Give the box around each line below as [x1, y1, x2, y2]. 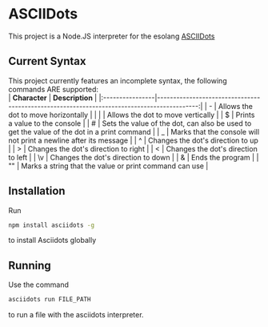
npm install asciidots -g [8, 221, 94, 229]
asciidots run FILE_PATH [8, 296, 91, 304]
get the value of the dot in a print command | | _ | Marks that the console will [8, 127, 260, 136]
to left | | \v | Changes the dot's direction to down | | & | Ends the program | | [8, 152, 259, 162]
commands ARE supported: [8, 84, 98, 94]
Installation [8, 184, 66, 198]
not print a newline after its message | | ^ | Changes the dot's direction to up [8, 135, 258, 145]
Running [8, 258, 52, 272]
